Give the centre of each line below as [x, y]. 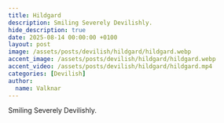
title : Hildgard [35, 15]
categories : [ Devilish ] [47, 74]
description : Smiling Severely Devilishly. [81, 23]
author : [21, 81]
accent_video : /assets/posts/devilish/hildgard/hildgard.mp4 [110, 67]
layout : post [29, 45]
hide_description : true [47, 30]
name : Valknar [38, 88]
